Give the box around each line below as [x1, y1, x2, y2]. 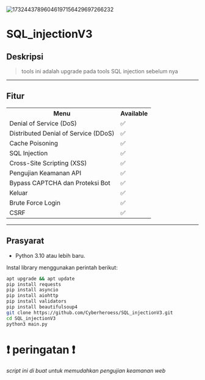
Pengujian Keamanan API [9, 169, 81, 177]
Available [120, 109, 148, 117]
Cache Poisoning [9, 139, 59, 147]
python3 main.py [6, 321, 48, 327]
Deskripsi [6, 51, 44, 62]
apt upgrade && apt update [6, 276, 75, 282]
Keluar [9, 188, 28, 197]
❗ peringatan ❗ [6, 343, 76, 357]
